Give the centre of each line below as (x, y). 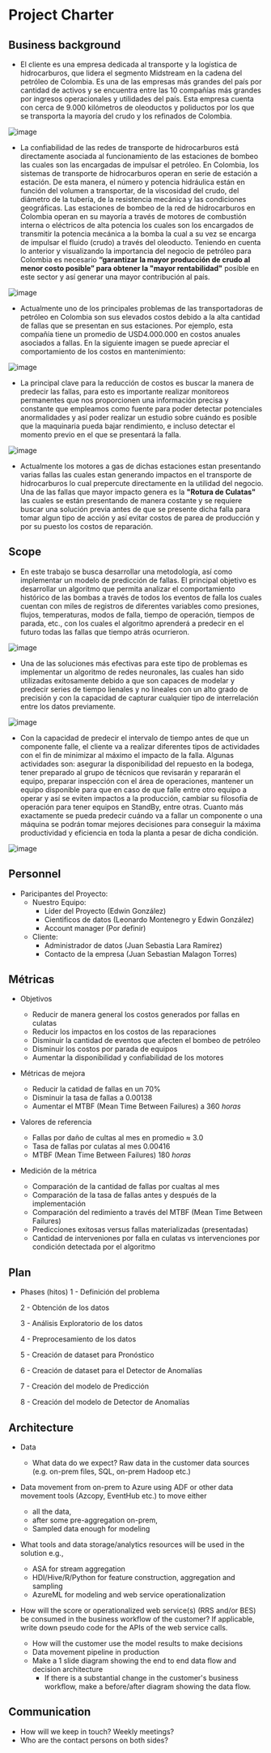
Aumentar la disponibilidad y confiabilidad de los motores (128, 1057)
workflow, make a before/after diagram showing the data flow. (148, 1686)
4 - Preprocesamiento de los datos (78, 1339)
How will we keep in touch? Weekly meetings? (97, 1731)
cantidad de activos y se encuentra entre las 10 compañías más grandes (140, 90)
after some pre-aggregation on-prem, (95, 1520)
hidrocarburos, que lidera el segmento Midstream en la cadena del (131, 73)
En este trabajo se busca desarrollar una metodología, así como (126, 571)
